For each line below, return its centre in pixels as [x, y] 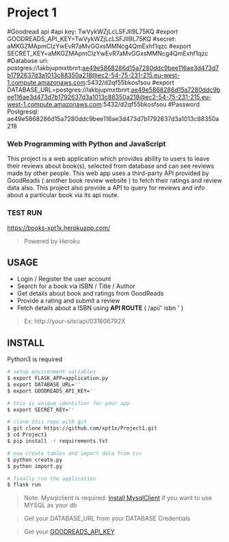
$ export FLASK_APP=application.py [58, 378]
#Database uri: [28, 60]
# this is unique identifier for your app [68, 403]
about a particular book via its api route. [63, 195]
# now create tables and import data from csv [75, 453]
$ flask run [24, 485]
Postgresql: [23, 112]
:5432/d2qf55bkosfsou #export [130, 82]
